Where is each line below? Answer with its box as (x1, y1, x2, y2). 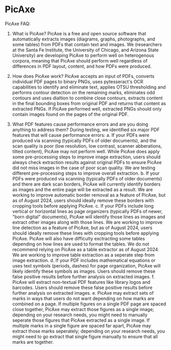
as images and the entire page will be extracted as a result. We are (12, 186, 153, 193)
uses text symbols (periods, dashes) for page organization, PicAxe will (12, 262, 161, 269)
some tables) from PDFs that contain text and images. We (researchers (12, 41, 162, 47)
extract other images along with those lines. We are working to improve (12, 219, 163, 225)
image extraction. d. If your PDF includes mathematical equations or (12, 257, 156, 263)
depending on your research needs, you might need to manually (12, 312, 148, 318)
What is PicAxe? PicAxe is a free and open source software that (12, 30, 146, 36)
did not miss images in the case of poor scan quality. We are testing (12, 164, 156, 171)
